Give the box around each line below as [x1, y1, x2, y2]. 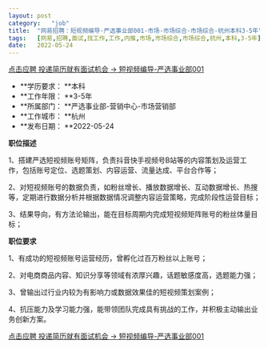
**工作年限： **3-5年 [19, 91, 93, 101]
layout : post [8, 11, 52, 20]
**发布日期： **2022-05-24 [19, 122, 114, 131]
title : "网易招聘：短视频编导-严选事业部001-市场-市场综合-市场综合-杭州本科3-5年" [8, 26, 262, 34]
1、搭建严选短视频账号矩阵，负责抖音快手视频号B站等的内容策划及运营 [8, 155, 240, 165]
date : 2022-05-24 [8, 42, 74, 50]
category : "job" [8, 19, 70, 27]
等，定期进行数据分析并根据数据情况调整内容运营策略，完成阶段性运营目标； [8, 193, 261, 202]
